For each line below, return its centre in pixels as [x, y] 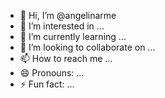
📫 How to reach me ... [66, 58]
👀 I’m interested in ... [62, 26]
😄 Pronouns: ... [52, 73]
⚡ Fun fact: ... [47, 84]
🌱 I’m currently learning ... [73, 36]
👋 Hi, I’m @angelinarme [68, 15]
